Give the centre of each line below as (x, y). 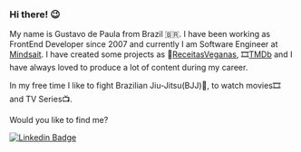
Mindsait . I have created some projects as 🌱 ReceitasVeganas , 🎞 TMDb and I (151, 54)
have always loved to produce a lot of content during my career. (129, 68)
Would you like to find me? (59, 120)
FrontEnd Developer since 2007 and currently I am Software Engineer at (144, 44)
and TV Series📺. (41, 100)
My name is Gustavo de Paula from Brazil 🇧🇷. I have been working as (140, 34)
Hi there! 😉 (35, 14)
